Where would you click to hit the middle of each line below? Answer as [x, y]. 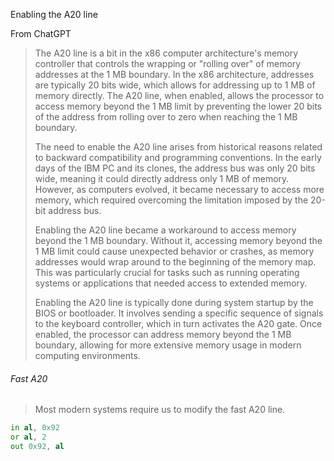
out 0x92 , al [37, 446]
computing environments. [87, 355]
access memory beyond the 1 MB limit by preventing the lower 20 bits [178, 106]
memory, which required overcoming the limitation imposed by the [171, 200]
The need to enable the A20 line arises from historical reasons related [178, 147]
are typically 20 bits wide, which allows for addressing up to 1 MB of [175, 85]
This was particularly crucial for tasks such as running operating [167, 272]
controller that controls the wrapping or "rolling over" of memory [168, 63]
